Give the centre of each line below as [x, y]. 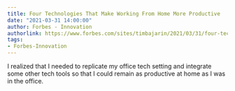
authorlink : [24, 33]
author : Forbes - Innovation [50, 27]
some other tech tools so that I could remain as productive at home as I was [116, 73]
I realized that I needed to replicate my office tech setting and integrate [109, 66]
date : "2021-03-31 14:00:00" [50, 20]
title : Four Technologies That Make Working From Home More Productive [114, 14]
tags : [15, 40]
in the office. [26, 81]
